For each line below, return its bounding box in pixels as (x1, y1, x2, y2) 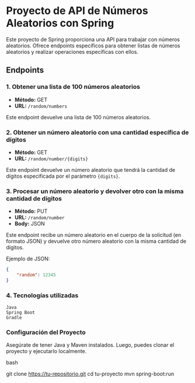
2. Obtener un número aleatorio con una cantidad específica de (6, 128, 189, 136)
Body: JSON (14, 220, 45, 227)
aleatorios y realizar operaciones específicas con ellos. (6, 48, 139, 55)
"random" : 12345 (16, 272, 57, 278)
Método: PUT (14, 208, 48, 215)
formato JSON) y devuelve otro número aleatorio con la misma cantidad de (6, 238, 187, 245)
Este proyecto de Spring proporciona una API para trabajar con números (6, 36, 180, 43)
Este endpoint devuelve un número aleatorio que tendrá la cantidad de (6, 166, 176, 173)
